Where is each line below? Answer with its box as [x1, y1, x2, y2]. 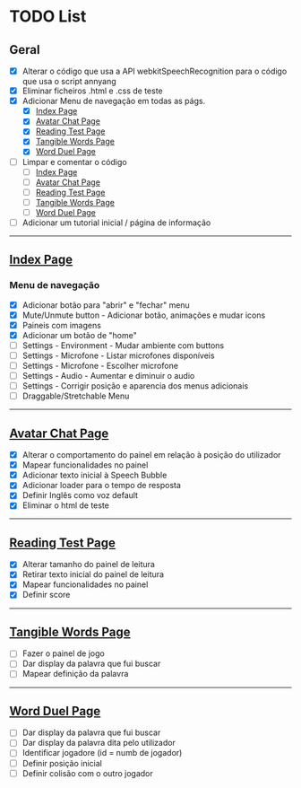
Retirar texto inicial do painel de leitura [21, 569, 164, 580]
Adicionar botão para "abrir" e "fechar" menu [21, 299, 190, 311]
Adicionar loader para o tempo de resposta [21, 480, 182, 491]
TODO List [9, 6, 87, 27]
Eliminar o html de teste [21, 500, 110, 511]
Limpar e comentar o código [21, 156, 127, 167]
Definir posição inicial [21, 757, 103, 768]
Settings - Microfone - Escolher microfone [21, 361, 179, 371]
